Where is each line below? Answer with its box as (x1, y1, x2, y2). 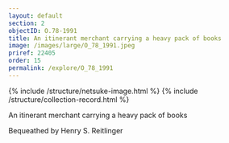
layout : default (8, 11, 63, 20)
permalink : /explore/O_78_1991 (8, 64, 114, 72)
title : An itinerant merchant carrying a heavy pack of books (8, 34, 222, 43)
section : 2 (8, 19, 45, 27)
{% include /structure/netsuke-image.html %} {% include (8, 86, 198, 96)
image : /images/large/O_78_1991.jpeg (8, 42, 135, 50)
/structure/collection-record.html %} (8, 94, 130, 104)
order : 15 (8, 57, 42, 65)
